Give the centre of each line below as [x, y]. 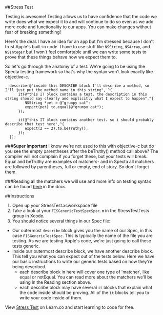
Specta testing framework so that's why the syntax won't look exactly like [79, 72]
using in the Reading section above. [55, 282]
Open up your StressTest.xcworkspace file [55, 205]
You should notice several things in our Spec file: [61, 221]
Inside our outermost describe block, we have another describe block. [83, 251]
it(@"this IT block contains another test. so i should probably [86, 120]
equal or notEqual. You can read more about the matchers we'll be [86, 277]
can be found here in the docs [35, 187]
